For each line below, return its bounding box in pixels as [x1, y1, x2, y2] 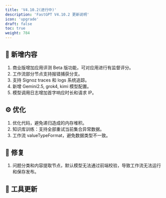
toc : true [5, 26, 26, 31]
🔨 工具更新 [5, 184, 37, 193]
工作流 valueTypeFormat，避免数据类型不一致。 [12, 132, 111, 138]
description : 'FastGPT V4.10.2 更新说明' [5, 12, 90, 17]
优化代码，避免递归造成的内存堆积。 [12, 119, 87, 125]
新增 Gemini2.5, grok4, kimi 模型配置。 [12, 83, 92, 89]
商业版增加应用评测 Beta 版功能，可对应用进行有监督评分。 [12, 64, 134, 70]
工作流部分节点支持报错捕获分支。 [12, 70, 83, 76]
